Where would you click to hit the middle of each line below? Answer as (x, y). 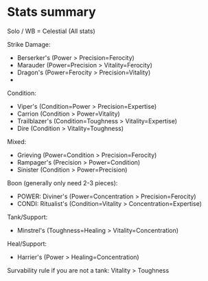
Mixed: (17, 141)
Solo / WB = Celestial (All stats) (51, 31)
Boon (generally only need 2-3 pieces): (62, 183)
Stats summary (51, 12)
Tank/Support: (27, 217)
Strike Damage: (29, 44)
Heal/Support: (27, 243)
